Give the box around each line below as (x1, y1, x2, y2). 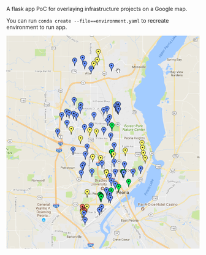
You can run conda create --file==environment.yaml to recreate (6, 17, 169, 24)
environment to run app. (6, 24, 67, 31)
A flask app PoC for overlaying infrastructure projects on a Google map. (6, 6, 188, 12)
